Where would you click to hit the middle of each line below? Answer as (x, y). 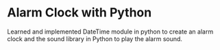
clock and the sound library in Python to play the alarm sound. (95, 38)
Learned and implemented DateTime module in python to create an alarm (110, 32)
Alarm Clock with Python (80, 13)
